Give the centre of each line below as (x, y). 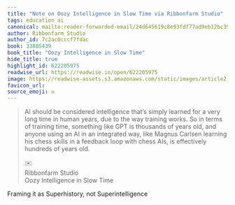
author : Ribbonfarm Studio (47, 33)
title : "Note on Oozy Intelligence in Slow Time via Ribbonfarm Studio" (115, 14)
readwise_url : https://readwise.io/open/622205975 (83, 72)
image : (17, 79)
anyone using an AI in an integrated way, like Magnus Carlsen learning (126, 134)
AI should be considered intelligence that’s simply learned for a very (122, 112)
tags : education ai (36, 20)
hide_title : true (33, 59)
